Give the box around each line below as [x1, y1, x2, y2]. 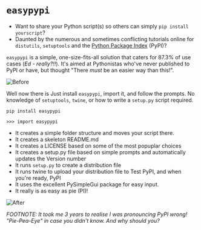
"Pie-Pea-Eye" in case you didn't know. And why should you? [6, 217, 160, 224]
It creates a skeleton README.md [15, 136, 99, 143]
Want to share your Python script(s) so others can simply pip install [15, 22, 189, 30]
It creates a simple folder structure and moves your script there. [15, 129, 174, 136]
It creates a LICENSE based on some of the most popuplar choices [15, 142, 182, 149]
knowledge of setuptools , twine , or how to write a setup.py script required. [6, 96, 194, 103]
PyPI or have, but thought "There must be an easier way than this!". [6, 66, 174, 74]
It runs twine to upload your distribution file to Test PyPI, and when [15, 168, 182, 175]
